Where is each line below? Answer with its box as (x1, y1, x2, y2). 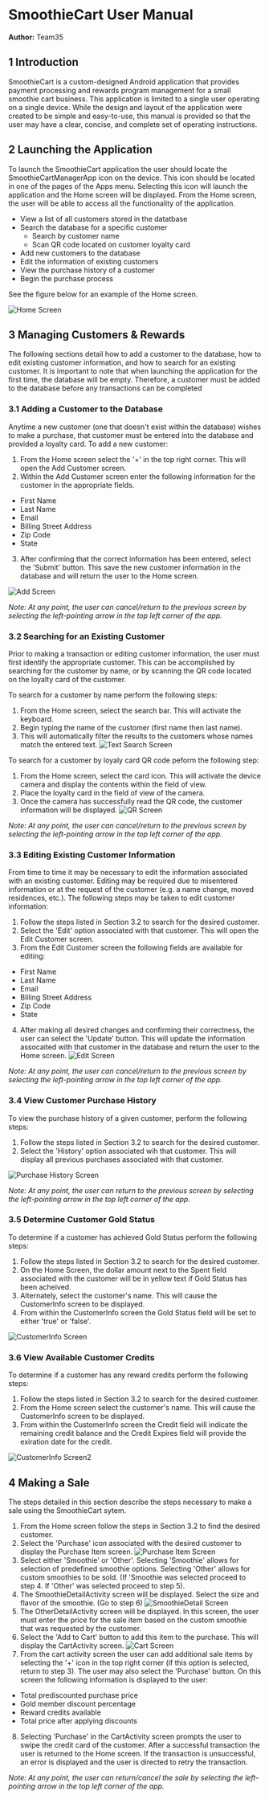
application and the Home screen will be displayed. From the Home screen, (8, 190, 257, 199)
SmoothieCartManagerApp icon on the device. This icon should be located (8, 173, 255, 182)
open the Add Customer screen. (19, 463, 127, 472)
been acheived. (19, 1282, 71, 1291)
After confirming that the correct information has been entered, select (19, 554, 251, 563)
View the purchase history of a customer (19, 265, 155, 275)
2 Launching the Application (8, 143, 153, 157)
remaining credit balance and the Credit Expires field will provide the (19, 1429, 247, 1438)
